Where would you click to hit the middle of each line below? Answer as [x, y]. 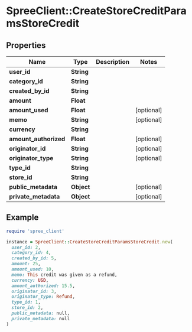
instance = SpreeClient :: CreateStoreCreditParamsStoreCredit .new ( [90, 242]
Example [22, 218]
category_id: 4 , [31, 253]
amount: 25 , [26, 264]
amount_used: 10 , [33, 269]
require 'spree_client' [35, 231]
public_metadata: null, [40, 313]
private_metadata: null [40, 318]
